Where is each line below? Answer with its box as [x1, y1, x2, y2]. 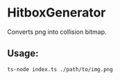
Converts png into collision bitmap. [7, 28, 107, 36]
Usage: [7, 48, 40, 59]
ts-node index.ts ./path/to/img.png [7, 66, 113, 73]
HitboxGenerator [7, 5, 106, 21]
